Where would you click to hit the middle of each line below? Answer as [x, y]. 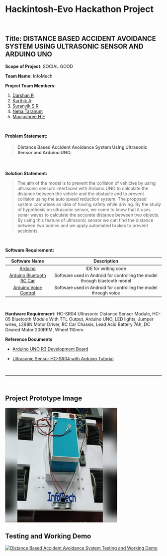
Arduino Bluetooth [28, 275]
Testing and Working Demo [48, 536]
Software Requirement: [30, 250]
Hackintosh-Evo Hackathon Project [80, 9]
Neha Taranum [28, 111]
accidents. [28, 231]
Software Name [28, 261]
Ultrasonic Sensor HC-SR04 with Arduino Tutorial [63, 358]
